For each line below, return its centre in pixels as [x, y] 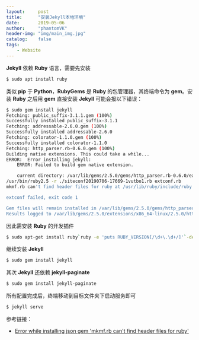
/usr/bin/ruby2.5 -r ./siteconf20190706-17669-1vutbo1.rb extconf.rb [94, 182]
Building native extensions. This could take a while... [78, 154]
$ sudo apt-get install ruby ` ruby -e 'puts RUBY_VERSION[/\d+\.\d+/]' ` [96, 237]
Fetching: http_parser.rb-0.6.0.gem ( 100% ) [61, 148]
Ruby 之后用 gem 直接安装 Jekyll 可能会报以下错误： [78, 98]
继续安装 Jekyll [25, 249]
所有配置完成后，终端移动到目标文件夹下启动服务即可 [71, 296]
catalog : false [29, 39]
